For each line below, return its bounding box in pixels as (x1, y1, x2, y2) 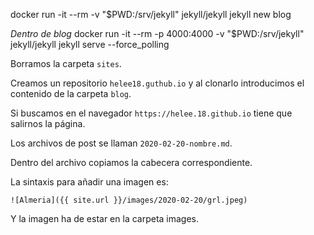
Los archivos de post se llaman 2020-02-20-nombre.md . (10, 137, 233, 149)
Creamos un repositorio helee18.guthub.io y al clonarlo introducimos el (10, 77, 305, 89)
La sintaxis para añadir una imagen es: (10, 176, 169, 188)
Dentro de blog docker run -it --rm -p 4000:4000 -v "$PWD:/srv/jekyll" (10, 28, 305, 39)
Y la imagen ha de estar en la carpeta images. (10, 213, 200, 224)
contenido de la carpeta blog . (10, 88, 132, 99)
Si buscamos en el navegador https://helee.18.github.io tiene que (10, 107, 293, 119)
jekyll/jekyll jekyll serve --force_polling (10, 39, 170, 50)
